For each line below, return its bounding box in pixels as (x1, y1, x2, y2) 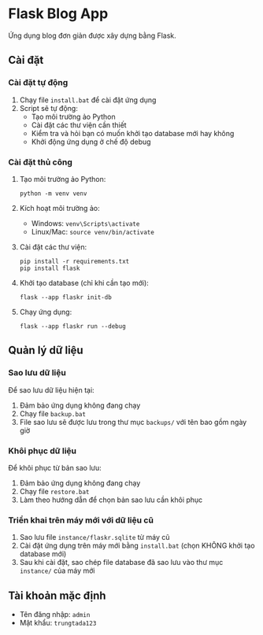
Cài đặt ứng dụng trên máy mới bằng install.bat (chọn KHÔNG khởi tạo (19, 541, 255, 551)
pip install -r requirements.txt (19, 257, 130, 265)
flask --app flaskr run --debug (19, 322, 126, 330)
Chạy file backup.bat (19, 408, 87, 418)
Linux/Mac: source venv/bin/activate (31, 227, 155, 236)
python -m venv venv (19, 190, 87, 198)
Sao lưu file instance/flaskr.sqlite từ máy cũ (19, 533, 170, 542)
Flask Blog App (8, 5, 109, 23)
